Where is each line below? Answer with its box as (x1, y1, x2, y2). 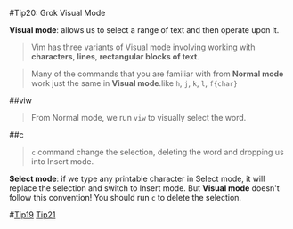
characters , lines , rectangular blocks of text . (30, 51, 200, 61)
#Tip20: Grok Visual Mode (9, 8, 106, 18)
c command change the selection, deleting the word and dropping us (30, 146, 285, 157)
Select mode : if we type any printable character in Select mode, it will (9, 173, 265, 184)
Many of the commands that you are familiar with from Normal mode (30, 68, 284, 79)
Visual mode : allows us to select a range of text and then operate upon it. (9, 25, 280, 35)
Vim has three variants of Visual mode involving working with (30, 42, 256, 52)
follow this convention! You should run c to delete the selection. (9, 193, 242, 202)
